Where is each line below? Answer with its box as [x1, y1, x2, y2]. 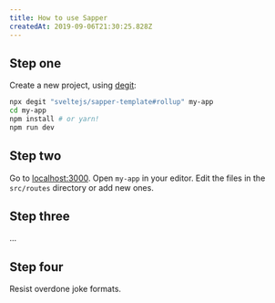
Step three [9, 209, 70, 225]
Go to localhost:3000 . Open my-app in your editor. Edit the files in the [9, 172, 266, 183]
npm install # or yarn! [9, 115, 100, 124]
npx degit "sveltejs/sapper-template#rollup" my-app [9, 98, 214, 107]
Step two [9, 148, 62, 164]
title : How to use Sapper [9, 13, 107, 23]
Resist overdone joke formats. [9, 284, 121, 295]
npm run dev [9, 122, 55, 132]
